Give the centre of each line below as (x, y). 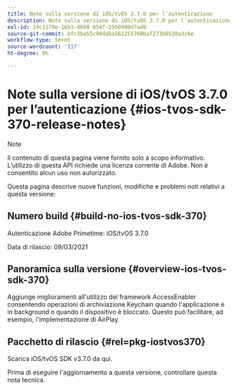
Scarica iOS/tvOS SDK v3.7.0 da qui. (60, 359)
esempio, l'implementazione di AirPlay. (63, 319)
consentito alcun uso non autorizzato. (62, 172)
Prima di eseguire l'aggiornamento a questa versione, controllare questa (112, 372)
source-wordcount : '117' (44, 47)
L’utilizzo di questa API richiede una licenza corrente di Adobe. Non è (108, 165)
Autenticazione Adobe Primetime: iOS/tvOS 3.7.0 (78, 233)
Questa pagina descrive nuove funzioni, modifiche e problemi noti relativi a (116, 186)
